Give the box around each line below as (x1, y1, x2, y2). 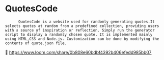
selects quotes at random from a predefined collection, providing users (5, 23, 160, 29)
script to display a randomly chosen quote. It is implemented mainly (5, 32, 153, 37)
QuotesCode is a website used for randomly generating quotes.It (18, 19, 155, 24)
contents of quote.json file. (5, 40, 67, 46)
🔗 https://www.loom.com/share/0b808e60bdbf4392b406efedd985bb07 (5, 49, 152, 55)
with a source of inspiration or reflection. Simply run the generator (5, 28, 155, 32)
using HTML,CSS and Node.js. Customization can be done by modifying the (5, 36, 160, 41)
